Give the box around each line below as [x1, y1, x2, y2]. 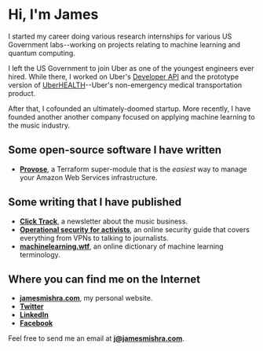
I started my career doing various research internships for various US [8, 31, 232, 41]
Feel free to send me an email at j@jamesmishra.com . [8, 334, 184, 343]
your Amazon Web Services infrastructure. [19, 172, 158, 182]
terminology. [19, 249, 60, 259]
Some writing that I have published [8, 195, 182, 209]
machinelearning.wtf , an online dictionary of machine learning [19, 242, 224, 251]
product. [8, 88, 36, 98]
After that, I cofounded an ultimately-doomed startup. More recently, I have [8, 104, 251, 113]
